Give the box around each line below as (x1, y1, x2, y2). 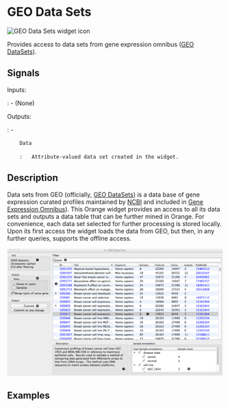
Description (7, 172, 58, 184)
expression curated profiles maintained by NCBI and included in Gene (7, 197, 204, 206)
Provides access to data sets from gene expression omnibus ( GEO (7, 40, 194, 48)
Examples (7, 389, 50, 401)
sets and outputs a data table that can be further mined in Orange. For (7, 212, 205, 220)
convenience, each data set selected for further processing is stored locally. (7, 219, 222, 227)
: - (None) (7, 99, 35, 107)
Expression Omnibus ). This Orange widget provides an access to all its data (7, 205, 220, 213)
